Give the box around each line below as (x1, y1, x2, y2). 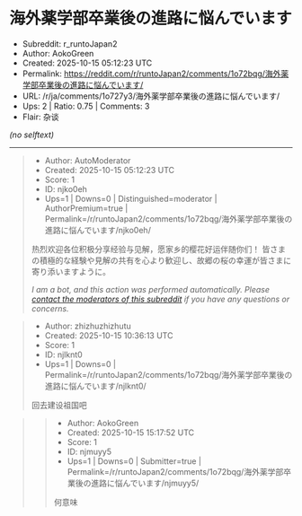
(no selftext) (9, 129, 55, 140)
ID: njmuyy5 (67, 446, 112, 457)
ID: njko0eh (44, 183, 88, 194)
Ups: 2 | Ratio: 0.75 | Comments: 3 (22, 101, 150, 111)
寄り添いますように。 (31, 266, 111, 276)
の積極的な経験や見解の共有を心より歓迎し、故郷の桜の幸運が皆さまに (31, 255, 292, 266)
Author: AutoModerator (44, 154, 131, 166)
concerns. (31, 302, 69, 314)
